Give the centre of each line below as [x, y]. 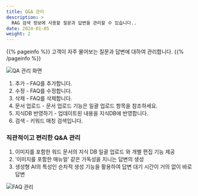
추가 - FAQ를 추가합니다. [44, 84]
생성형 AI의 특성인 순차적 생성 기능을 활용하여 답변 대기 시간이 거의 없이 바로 [103, 167]
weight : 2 [19, 34]
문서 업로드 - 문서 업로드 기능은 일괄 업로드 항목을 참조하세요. [86, 106]
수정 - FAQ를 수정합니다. [44, 91]
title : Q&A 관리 [25, 12]
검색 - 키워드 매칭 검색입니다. [49, 121]
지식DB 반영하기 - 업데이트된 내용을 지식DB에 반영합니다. [81, 114]
